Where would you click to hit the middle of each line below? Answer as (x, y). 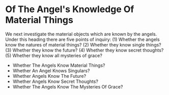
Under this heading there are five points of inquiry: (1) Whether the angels (82, 39)
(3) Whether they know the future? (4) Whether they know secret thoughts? (84, 50)
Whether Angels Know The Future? (49, 76)
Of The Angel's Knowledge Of (70, 9)
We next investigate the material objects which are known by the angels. (81, 34)
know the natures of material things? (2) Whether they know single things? (83, 44)
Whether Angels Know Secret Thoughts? (55, 81)
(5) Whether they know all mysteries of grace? (54, 55)
